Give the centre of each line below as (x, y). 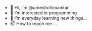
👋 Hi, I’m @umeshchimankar (39, 8)
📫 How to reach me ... (33, 24)
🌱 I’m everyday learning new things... (49, 18)
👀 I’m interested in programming (43, 13)
